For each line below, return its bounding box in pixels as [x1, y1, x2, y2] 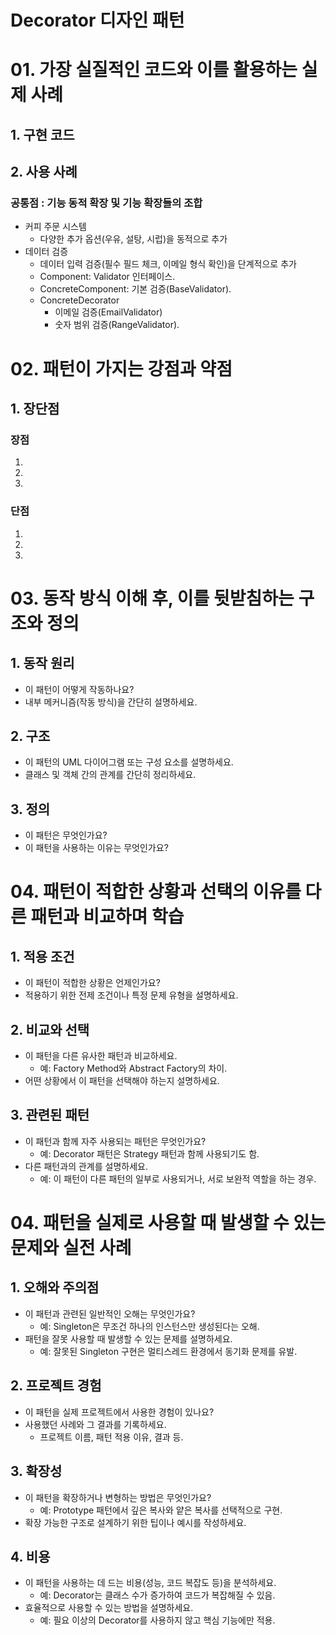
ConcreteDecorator [39, 294, 120, 306]
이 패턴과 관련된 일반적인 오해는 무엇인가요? [24, 1307, 196, 1320]
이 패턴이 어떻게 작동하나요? [24, 683, 135, 695]
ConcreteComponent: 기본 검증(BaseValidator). [39, 283, 232, 295]
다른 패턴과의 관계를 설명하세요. [24, 1160, 148, 1172]
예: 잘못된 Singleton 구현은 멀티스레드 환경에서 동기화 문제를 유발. [39, 1345, 298, 1357]
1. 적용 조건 [10, 948, 75, 965]
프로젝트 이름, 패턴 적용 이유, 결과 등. [39, 1431, 184, 1443]
